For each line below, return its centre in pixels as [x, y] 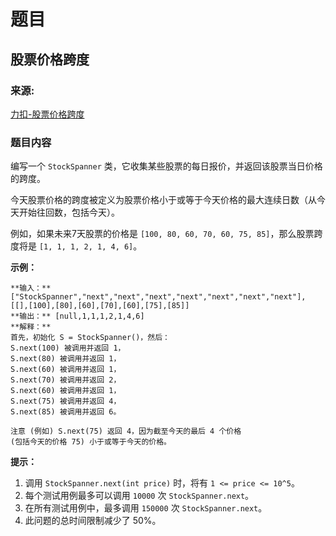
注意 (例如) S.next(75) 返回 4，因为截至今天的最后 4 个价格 [126, 431]
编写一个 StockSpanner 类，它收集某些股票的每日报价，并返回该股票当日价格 [166, 166]
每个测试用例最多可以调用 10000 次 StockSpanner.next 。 [139, 496]
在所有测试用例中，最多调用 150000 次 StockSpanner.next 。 [146, 508]
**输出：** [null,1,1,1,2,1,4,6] [77, 316]
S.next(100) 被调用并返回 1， [68, 348]
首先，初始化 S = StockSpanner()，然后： [90, 338]
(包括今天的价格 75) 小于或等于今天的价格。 [91, 442]
